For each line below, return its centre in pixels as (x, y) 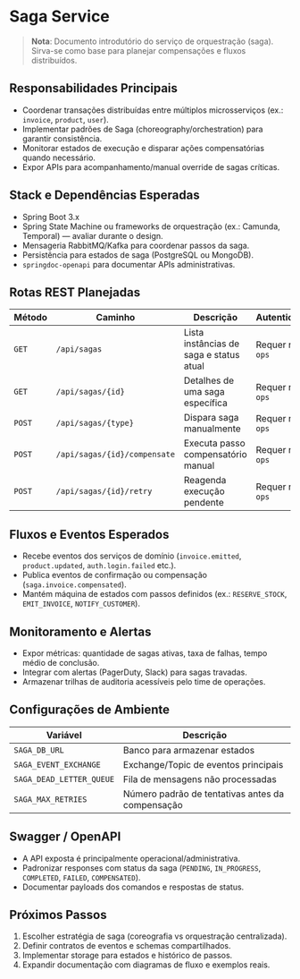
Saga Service (59, 17)
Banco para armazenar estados (189, 750)
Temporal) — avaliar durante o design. (92, 235)
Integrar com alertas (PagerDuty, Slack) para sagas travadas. (134, 672)
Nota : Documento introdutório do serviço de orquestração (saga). (152, 41)
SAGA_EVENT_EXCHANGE (57, 764)
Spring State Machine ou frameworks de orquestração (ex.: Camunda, (151, 226)
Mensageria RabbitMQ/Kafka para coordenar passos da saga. (136, 245)
